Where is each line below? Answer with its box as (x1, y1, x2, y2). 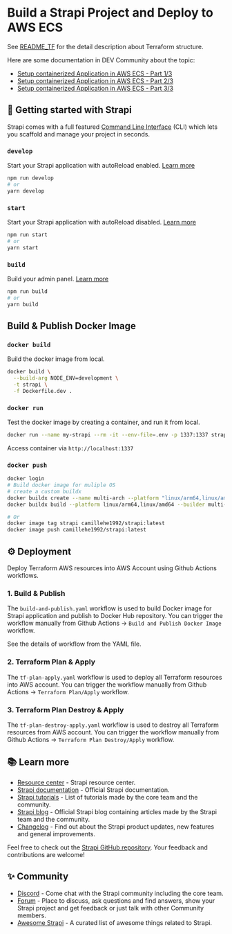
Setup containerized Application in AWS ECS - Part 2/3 (17, 76, 174, 85)
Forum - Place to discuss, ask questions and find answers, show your (17, 896, 215, 905)
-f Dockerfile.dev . (13, 387, 72, 394)
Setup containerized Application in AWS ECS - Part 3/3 (17, 84, 174, 92)
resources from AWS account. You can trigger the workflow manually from (7, 728, 220, 736)
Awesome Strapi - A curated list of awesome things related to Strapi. (17, 918, 213, 926)
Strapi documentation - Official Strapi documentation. (17, 785, 171, 794)
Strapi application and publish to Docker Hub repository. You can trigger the (7, 612, 223, 620)
